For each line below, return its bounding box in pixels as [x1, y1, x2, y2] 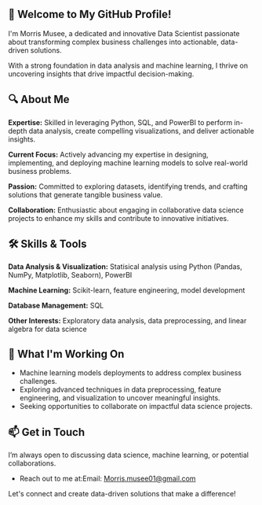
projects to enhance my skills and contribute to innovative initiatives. [8, 213, 229, 223]
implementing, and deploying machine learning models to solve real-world [8, 158, 249, 168]
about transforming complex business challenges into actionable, [8, 37, 220, 46]
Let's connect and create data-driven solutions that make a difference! [8, 489, 237, 499]
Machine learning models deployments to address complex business [19, 368, 242, 378]
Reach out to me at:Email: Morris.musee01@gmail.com [19, 474, 196, 484]
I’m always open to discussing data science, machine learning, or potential [8, 450, 249, 460]
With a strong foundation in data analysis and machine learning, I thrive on [8, 61, 249, 70]
